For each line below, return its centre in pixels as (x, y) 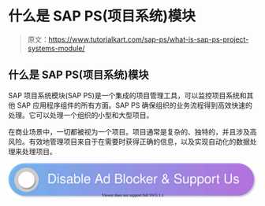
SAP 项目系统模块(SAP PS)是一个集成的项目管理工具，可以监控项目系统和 (127, 95)
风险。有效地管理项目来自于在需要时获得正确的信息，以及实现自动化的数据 (129, 142)
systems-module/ (56, 48)
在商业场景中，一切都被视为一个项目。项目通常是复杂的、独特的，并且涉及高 (132, 131)
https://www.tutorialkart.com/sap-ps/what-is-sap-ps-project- (149, 39)
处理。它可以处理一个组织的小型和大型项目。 (81, 115)
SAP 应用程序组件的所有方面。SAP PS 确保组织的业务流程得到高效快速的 (134, 105)
